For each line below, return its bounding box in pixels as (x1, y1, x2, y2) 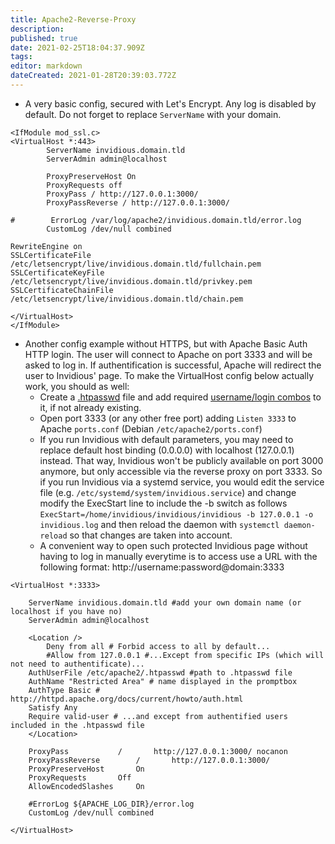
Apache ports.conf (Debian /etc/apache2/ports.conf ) (39, 422, 263, 435)
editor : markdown (10, 61, 83, 71)
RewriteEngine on (10, 241, 83, 251)
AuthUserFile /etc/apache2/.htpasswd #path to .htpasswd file (28, 667, 293, 678)
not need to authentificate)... (10, 659, 145, 669)
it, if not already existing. (39, 401, 142, 413)
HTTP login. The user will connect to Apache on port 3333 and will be (24, 348, 313, 360)
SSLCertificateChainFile (10, 285, 114, 295)
